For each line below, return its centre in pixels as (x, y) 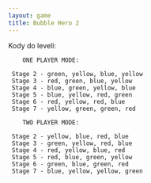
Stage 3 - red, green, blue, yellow (72, 81)
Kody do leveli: (32, 45)
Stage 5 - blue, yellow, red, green (72, 95)
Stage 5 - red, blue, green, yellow (72, 157)
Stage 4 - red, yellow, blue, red (68, 150)
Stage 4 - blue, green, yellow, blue (74, 88)
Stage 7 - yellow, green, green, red (74, 109)
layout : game (30, 15)
